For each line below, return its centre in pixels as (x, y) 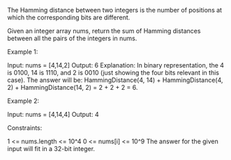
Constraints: (25, 128)
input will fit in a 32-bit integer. (51, 149)
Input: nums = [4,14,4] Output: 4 (53, 114)
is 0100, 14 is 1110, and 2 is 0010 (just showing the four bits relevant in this (113, 73)
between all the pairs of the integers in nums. (72, 38)
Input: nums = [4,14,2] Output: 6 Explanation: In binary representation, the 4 (116, 65)
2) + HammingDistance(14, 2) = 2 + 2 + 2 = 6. (73, 87)
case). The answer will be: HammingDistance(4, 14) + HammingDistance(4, (115, 80)
